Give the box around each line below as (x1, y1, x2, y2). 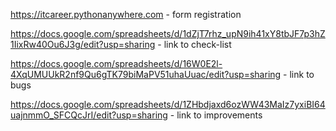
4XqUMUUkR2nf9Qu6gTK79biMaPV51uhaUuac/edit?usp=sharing (10, 69, 282, 80)
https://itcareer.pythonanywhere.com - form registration (10, 9, 242, 20)
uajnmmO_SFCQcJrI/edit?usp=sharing (10, 109, 168, 121)
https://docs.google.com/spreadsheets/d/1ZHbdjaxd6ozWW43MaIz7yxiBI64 (10, 99, 326, 110)
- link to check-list (157, 39, 232, 50)
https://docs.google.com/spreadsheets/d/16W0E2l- (10, 58, 223, 69)
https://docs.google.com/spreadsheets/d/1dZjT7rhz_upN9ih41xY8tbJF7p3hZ (10, 28, 326, 39)
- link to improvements (169, 109, 263, 121)
